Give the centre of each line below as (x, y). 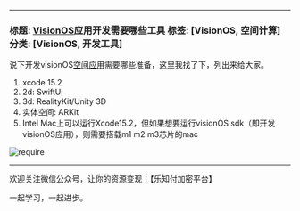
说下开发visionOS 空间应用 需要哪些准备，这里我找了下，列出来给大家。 (139, 65)
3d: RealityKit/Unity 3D (64, 101)
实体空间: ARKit (50, 112)
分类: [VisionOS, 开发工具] (66, 44)
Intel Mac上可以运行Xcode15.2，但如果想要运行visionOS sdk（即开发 (149, 123)
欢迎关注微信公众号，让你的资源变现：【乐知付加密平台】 (113, 179)
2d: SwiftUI (43, 92)
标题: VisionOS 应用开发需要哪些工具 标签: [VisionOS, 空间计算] (145, 30)
